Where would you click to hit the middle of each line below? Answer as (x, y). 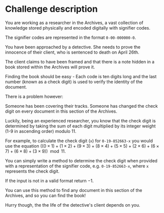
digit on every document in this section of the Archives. (61, 111)
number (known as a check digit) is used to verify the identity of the (74, 82)
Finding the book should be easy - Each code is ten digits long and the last (81, 76)
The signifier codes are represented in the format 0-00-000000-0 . (71, 37)
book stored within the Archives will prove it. (50, 67)
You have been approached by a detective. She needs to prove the (73, 47)
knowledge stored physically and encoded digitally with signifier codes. (78, 28)
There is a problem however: (34, 96)
